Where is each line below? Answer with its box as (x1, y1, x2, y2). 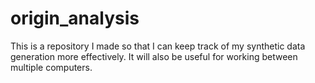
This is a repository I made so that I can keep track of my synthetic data (10, 40, 306, 52)
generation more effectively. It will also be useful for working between (10, 50, 298, 62)
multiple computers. (10, 61, 93, 73)
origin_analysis (10, 7, 140, 30)
